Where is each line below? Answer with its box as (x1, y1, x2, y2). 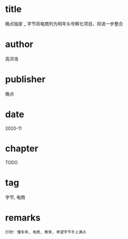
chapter (5, 143, 38, 154)
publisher (5, 74, 46, 85)
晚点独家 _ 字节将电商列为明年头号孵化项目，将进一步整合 (5, 21, 124, 27)
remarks (5, 212, 41, 223)
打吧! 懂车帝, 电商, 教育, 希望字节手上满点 (5, 229, 86, 234)
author (5, 39, 34, 50)
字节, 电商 (5, 194, 25, 200)
